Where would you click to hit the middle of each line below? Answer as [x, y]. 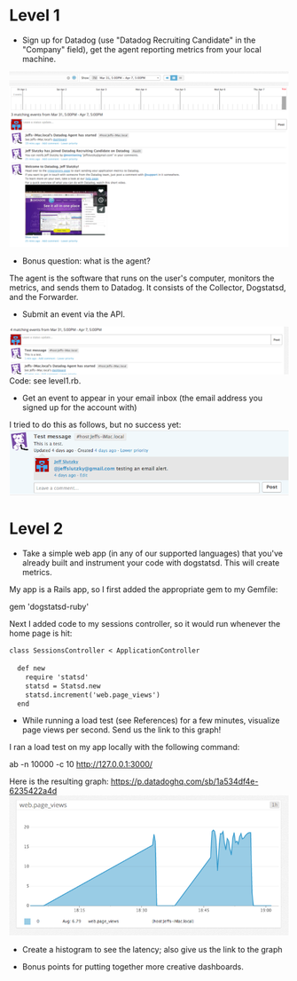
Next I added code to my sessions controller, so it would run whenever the [145, 623]
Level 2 [36, 528]
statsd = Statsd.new [63, 686]
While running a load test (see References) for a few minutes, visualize [151, 720]
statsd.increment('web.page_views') [93, 695]
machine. [39, 59]
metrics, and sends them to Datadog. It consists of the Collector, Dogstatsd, [148, 287]
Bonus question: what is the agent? [86, 261]
